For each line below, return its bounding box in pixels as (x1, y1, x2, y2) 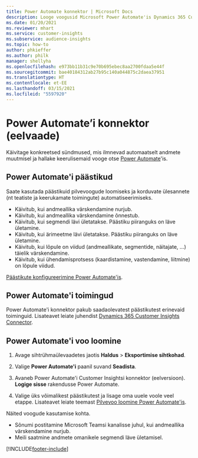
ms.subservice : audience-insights (6, 36, 91, 42)
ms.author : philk (6, 53, 49, 59)
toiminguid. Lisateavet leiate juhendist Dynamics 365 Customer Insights (6, 313, 180, 320)
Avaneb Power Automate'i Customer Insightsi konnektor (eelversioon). (14, 375, 186, 382)
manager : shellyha (6, 58, 51, 64)
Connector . (6, 319, 34, 326)
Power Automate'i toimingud (6, 290, 114, 300)
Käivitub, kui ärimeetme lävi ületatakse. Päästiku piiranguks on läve (14, 230, 178, 238)
